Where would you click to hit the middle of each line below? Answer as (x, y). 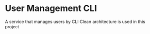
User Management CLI (51, 8)
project (12, 26)
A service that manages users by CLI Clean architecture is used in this (75, 22)
